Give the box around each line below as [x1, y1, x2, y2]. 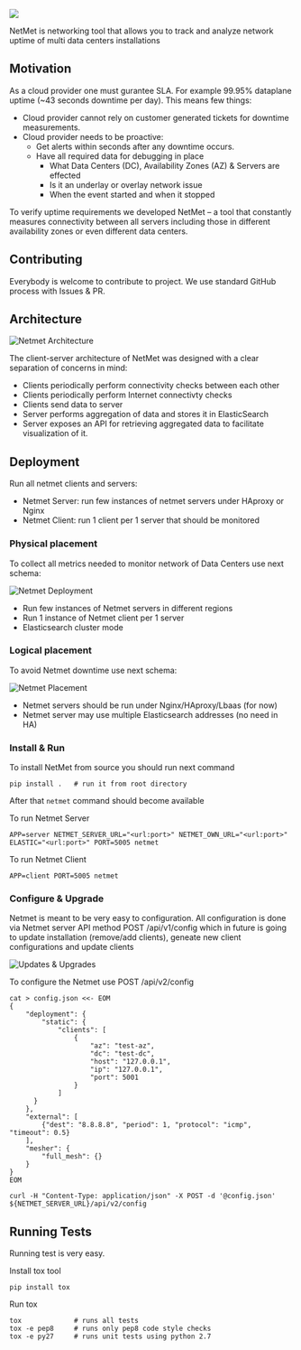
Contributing [9, 252, 83, 267]
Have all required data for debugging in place [35, 150, 205, 162]
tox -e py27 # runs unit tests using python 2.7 [9, 1332, 212, 1341]
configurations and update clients [9, 942, 134, 953]
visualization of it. [22, 428, 88, 439]
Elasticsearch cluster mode [22, 621, 123, 632]
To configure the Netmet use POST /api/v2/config [9, 976, 195, 988]
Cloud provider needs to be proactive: [22, 131, 164, 142]
